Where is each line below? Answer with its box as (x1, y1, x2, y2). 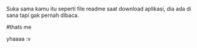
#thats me (6, 24, 32, 30)
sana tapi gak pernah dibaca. (6, 12, 79, 19)
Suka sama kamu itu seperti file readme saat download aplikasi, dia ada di (6, 5, 192, 12)
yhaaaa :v (6, 35, 31, 42)
